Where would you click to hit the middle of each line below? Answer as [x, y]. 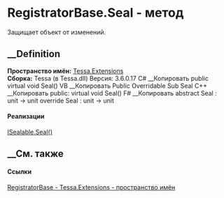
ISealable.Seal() [30, 132]
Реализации [26, 116]
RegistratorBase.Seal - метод [96, 13]
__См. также [36, 154]
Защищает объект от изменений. [57, 32]
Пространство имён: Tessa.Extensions [65, 70]
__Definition [34, 54]
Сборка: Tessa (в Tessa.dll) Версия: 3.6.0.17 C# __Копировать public [108, 78]
